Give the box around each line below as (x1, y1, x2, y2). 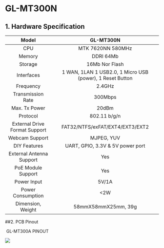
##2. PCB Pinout (5, 219, 39, 225)
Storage (19, 61, 38, 67)
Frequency (16, 83, 41, 89)
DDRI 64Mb (92, 53, 119, 59)
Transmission (13, 91, 44, 97)
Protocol (19, 113, 38, 119)
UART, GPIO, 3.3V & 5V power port (65, 142, 145, 149)
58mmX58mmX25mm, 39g (73, 203, 137, 210)
